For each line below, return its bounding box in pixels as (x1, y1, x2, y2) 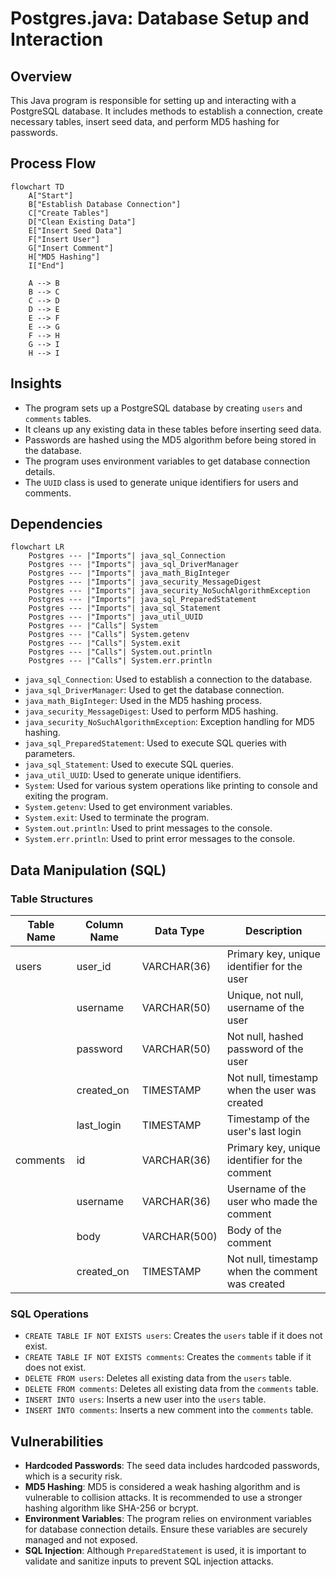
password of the (226, 1042, 304, 1056)
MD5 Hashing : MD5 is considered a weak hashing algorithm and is (24, 1481, 301, 1493)
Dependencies (10, 516, 103, 533)
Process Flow (10, 155, 97, 172)
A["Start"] (28, 190, 74, 201)
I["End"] (28, 260, 65, 271)
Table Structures (10, 892, 94, 906)
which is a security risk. (24, 1470, 123, 1482)
